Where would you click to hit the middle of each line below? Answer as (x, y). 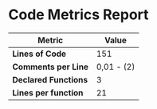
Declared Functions (50, 79)
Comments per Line (51, 67)
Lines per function (48, 92)
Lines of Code (39, 54)
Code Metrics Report (78, 15)
